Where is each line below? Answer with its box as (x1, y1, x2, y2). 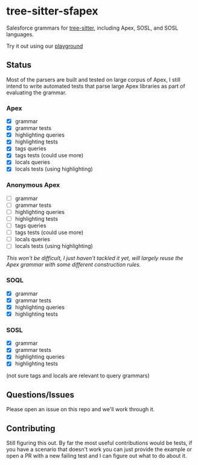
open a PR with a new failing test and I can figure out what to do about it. (6, 452, 187, 460)
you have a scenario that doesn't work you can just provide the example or (6, 446, 192, 453)
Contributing (6, 423, 56, 434)
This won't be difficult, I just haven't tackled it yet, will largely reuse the (6, 255, 184, 262)
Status (6, 60, 32, 70)
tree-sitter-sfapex (6, 4, 98, 18)
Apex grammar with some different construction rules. (6, 261, 141, 268)
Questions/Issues (6, 389, 74, 400)
